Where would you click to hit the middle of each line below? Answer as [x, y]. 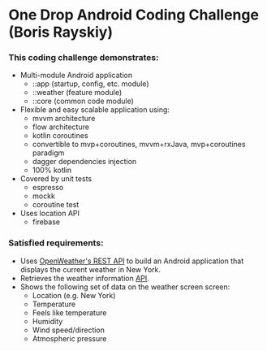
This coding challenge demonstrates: [84, 58]
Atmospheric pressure [69, 338]
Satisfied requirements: [56, 243]
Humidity [47, 321]
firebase [46, 222]
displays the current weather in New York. [90, 269]
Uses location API [50, 214]
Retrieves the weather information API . [85, 278]
